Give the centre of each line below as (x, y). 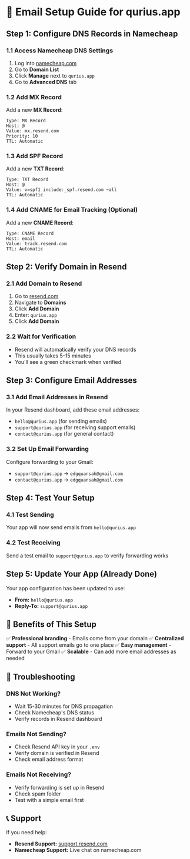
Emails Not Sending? (36, 734)
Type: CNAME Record (30, 233)
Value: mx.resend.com (33, 131)
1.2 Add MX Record (34, 97)
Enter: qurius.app (36, 315)
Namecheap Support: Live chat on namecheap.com (78, 850)
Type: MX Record (26, 121)
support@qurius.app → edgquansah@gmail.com (69, 473)
